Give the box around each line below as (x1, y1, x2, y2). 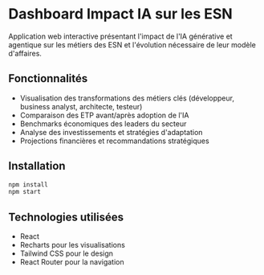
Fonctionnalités (8, 72, 88, 85)
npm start (8, 188, 42, 196)
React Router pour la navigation (19, 257, 124, 267)
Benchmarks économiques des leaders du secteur (19, 118, 187, 129)
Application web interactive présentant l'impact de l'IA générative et (8, 31, 233, 41)
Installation (8, 159, 66, 173)
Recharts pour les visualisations (19, 240, 126, 250)
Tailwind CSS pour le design (19, 248, 114, 258)
